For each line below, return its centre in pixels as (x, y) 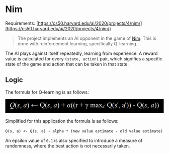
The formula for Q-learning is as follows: (47, 92)
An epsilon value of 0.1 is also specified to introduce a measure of (74, 141)
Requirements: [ (22, 23)
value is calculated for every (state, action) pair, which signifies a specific (84, 58)
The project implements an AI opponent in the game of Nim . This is (87, 38)
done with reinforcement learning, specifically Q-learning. (77, 43)
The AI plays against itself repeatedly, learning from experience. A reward (81, 53)
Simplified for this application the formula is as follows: (62, 121)
